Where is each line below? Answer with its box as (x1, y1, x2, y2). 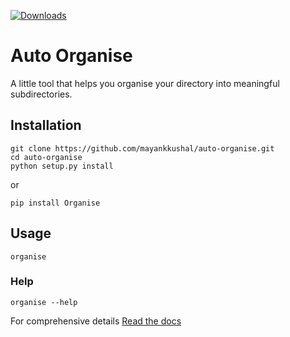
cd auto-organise (10, 152, 83, 162)
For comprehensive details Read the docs (10, 315, 182, 327)
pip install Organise (10, 198, 101, 208)
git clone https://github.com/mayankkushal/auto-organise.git (10, 143, 275, 154)
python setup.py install (10, 161, 114, 171)
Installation (10, 117, 82, 134)
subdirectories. (10, 88, 73, 100)
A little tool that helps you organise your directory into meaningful (10, 77, 280, 89)
